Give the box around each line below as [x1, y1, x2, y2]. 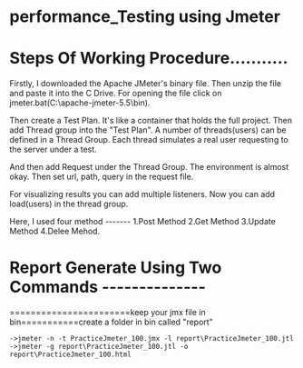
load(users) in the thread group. [9, 198, 129, 210]
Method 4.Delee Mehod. [9, 225, 101, 237]
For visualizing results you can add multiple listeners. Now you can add [9, 189, 275, 200]
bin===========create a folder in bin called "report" [9, 316, 213, 328]
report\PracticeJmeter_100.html [9, 350, 132, 360]
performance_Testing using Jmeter [9, 6, 281, 27]
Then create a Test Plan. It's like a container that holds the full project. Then [9, 115, 293, 126]
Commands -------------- [9, 277, 207, 297]
